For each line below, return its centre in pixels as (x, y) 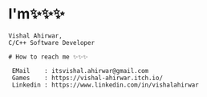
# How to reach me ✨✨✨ (48, 57)
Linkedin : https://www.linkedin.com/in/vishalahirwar (105, 85)
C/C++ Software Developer (51, 42)
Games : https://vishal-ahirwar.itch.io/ (87, 78)
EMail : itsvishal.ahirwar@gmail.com (80, 71)
